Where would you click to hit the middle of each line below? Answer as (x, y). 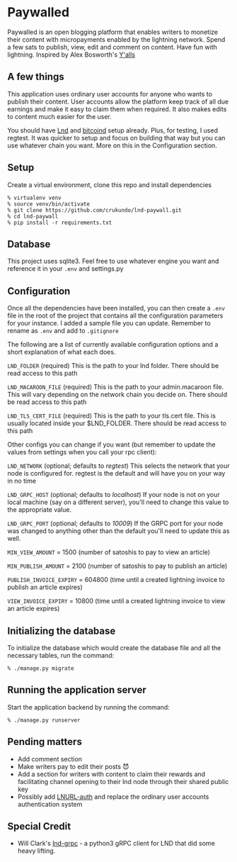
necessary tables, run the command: (61, 655)
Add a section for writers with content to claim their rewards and (111, 774)
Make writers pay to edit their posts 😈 (73, 766)
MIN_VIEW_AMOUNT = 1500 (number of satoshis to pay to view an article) (109, 552)
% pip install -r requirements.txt (60, 223)
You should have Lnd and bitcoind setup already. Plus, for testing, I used (112, 130)
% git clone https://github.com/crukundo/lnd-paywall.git (94, 210)
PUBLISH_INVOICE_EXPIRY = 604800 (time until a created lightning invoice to (116, 580)
